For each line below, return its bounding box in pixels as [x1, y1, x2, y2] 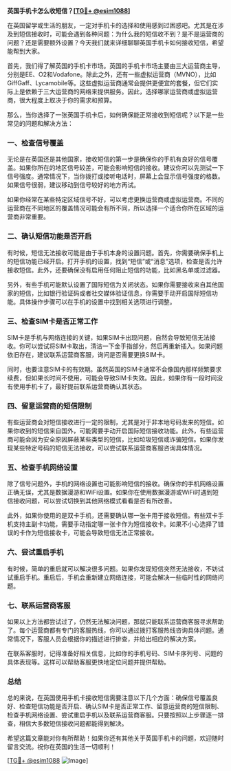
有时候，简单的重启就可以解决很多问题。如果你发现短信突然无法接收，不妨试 [7, 564, 224, 573]
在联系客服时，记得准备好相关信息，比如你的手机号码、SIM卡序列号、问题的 [7, 649, 223, 658]
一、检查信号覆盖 [7, 138, 64, 147]
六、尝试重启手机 [7, 547, 64, 557]
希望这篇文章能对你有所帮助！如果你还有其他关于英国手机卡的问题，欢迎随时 [7, 734, 224, 742]
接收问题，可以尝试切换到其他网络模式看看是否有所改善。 [12, 497, 176, 505]
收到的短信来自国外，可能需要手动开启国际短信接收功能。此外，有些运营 [19, 426, 224, 435]
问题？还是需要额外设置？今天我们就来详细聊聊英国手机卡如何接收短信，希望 [7, 39, 224, 47]
